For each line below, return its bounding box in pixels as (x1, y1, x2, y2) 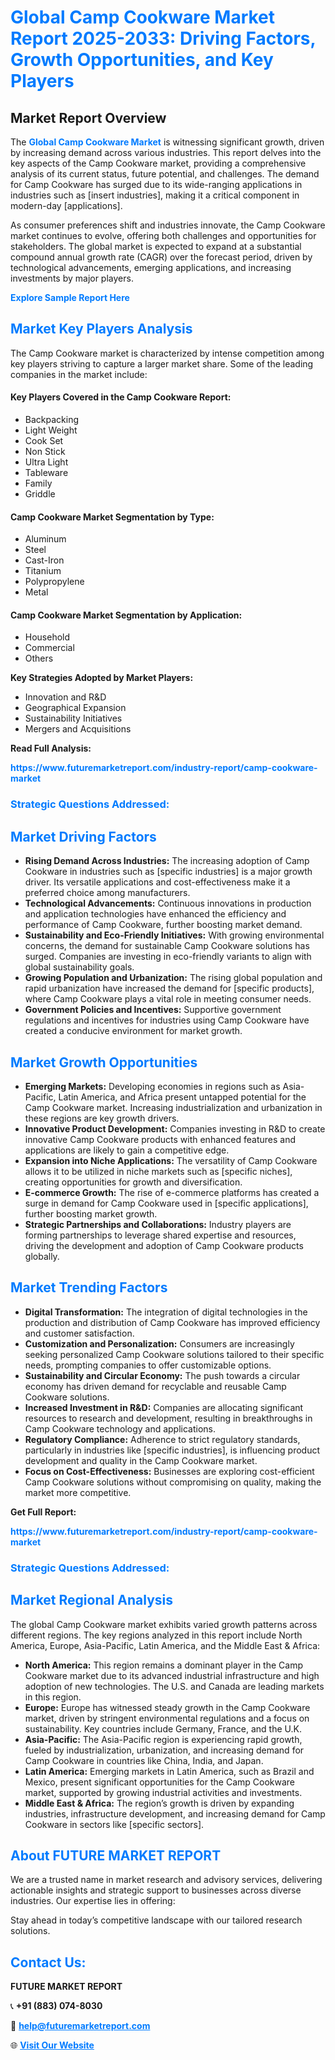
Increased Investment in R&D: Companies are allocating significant (24, 1401, 304, 1413)
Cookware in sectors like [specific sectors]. (24, 1818, 205, 1830)
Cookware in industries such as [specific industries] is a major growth (24, 866, 313, 878)
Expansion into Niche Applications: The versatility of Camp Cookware (24, 1154, 318, 1166)
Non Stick (24, 446, 66, 458)
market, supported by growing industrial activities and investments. (24, 1786, 303, 1798)
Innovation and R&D (24, 691, 107, 703)
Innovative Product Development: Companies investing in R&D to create (24, 1122, 326, 1135)
